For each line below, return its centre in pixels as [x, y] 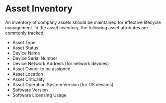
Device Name [26, 53]
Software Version [30, 90]
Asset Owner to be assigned [41, 69]
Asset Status [25, 48]
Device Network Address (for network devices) [61, 63]
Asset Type [24, 42]
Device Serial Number [35, 58]
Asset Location [28, 74]
